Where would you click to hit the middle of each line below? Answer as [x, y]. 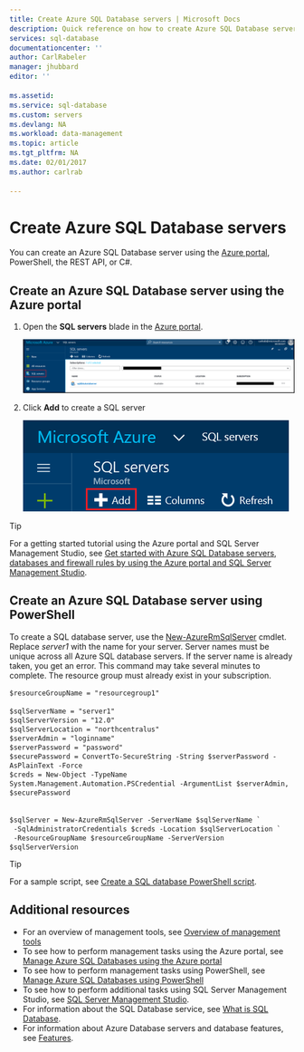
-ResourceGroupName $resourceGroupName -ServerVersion [119, 838]
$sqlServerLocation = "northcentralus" [85, 729]
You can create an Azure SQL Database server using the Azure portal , [139, 253]
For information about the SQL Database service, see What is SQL [145, 1009]
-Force [70, 766]
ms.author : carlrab [46, 172]
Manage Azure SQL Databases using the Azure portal [122, 960]
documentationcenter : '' [56, 48]
